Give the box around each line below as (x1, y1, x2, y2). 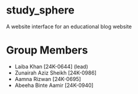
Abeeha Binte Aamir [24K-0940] (14, 82, 94, 89)
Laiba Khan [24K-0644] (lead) (14, 63, 89, 70)
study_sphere (6, 4, 75, 17)
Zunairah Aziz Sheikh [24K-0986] (14, 69, 97, 76)
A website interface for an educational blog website (6, 23, 132, 30)
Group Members (6, 43, 88, 57)
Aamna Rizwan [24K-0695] (14, 75, 81, 82)
